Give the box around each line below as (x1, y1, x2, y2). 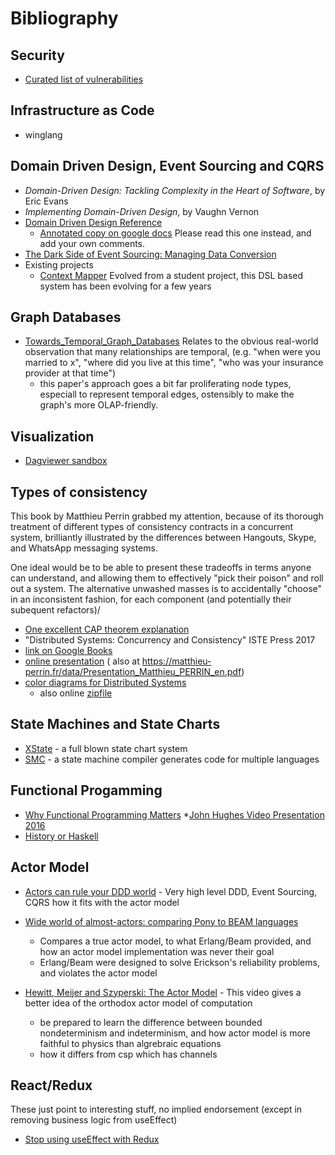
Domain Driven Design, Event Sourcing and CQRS (10, 158, 325, 175)
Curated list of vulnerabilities (24, 73, 144, 85)
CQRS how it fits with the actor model (24, 896, 180, 908)
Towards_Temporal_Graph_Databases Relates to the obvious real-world (24, 335, 319, 347)
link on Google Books (24, 645, 113, 657)
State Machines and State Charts (10, 716, 221, 733)
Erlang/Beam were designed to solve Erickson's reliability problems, (39, 956, 320, 968)
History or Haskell (24, 830, 99, 842)
